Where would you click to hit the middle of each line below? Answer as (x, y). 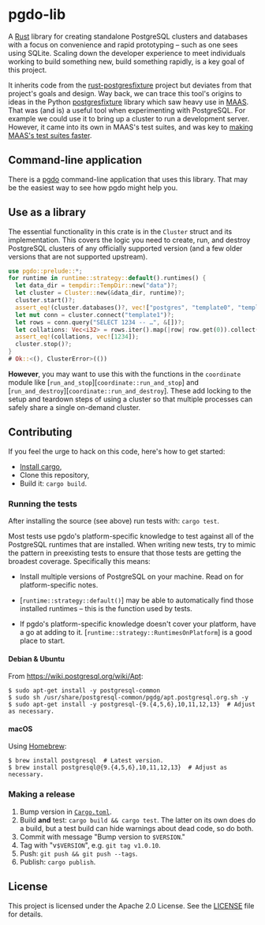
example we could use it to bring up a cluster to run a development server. (129, 118)
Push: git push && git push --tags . (78, 853)
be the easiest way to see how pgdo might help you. (93, 188)
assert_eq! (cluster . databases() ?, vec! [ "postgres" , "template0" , (125, 308)
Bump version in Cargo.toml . (65, 811)
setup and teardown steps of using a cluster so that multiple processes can (131, 399)
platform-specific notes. (59, 585)
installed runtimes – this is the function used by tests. (106, 609)
